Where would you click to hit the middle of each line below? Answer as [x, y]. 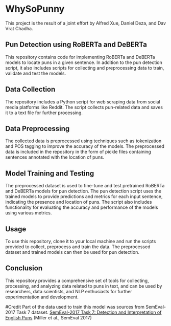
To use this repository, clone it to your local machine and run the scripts [81, 241]
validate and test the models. [36, 73]
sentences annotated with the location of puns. [55, 157]
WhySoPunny [35, 9]
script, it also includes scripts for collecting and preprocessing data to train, [85, 68]
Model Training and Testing [50, 173]
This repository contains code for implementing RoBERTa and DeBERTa [80, 57]
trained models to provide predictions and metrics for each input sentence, [84, 197]
